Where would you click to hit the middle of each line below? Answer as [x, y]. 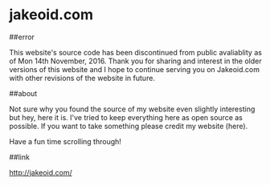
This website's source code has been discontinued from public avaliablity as [135, 52]
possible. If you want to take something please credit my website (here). [129, 126]
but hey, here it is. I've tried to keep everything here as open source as [126, 117]
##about [23, 93]
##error [22, 37]
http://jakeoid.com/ [41, 172]
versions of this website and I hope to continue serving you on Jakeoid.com [135, 69]
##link [20, 157]
